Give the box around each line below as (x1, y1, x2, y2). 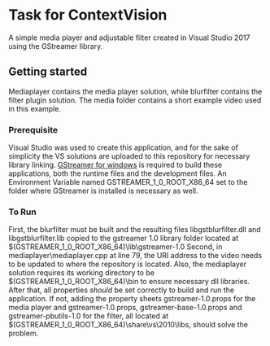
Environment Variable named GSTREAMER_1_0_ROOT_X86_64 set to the (8, 177, 248, 187)
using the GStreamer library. (8, 41, 103, 50)
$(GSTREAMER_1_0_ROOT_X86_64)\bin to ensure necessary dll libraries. (8, 277, 250, 287)
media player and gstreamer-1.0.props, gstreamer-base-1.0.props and (8, 303, 242, 313)
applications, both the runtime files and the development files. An (8, 169, 227, 178)
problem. (8, 328, 39, 339)
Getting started (8, 65, 88, 79)
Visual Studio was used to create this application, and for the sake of (8, 142, 238, 152)
